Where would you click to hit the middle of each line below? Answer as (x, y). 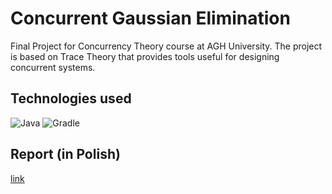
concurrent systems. (53, 67)
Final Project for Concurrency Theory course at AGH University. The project (166, 46)
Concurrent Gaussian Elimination (150, 18)
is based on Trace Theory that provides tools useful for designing (145, 56)
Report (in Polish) (65, 154)
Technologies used (71, 98)
